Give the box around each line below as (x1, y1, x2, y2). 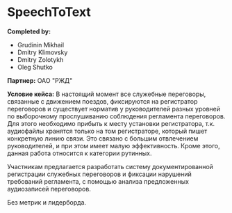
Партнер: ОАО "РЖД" (7, 76, 73, 84)
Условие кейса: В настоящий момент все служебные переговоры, (7, 90, 206, 98)
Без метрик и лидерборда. (7, 198, 87, 206)
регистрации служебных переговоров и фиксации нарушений (7, 170, 192, 178)
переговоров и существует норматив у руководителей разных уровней (7, 104, 221, 113)
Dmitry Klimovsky (17, 48, 68, 56)
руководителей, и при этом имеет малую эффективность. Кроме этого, (7, 141, 220, 150)
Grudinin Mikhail (17, 40, 65, 49)
